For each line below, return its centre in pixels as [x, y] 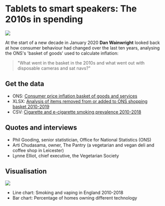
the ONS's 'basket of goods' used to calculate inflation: [62, 53]
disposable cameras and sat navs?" [54, 68]
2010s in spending [44, 19]
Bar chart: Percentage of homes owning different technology [75, 198]
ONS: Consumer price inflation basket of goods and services [75, 96]
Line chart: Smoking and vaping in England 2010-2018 [68, 192]
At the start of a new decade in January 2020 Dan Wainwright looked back [83, 42]
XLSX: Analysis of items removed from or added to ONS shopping [80, 101]
